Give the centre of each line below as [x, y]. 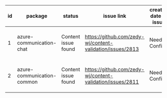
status [71, 16]
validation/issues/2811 [112, 82]
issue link [115, 16]
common [28, 82]
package [37, 16]
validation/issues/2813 [112, 49]
